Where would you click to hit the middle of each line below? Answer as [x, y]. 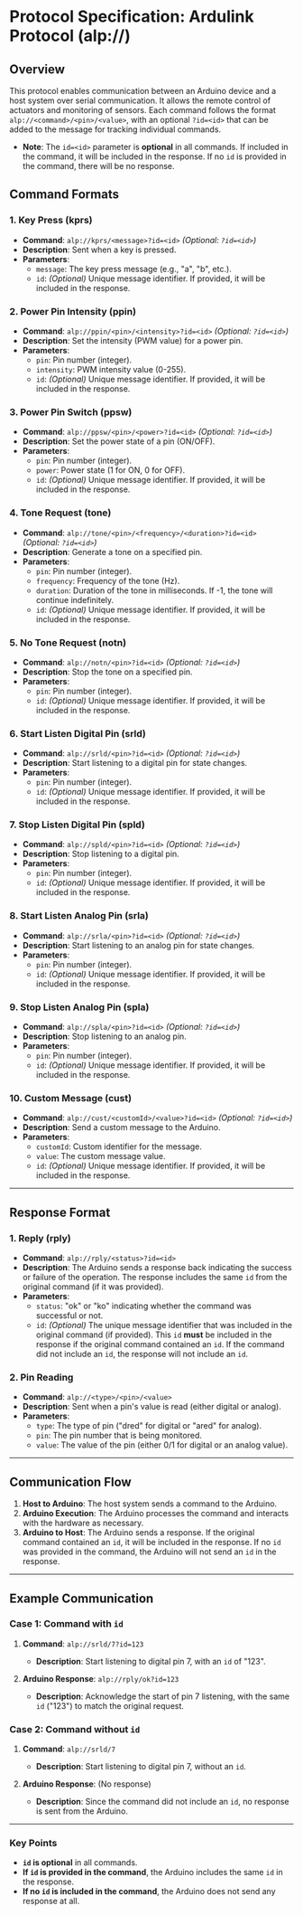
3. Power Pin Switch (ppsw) [71, 411]
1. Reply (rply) [40, 1238]
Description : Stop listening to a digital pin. [101, 854]
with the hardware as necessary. [83, 1523]
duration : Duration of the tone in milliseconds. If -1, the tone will [154, 590]
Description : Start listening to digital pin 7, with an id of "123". [151, 1661]
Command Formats [64, 195]
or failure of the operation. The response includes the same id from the [155, 1278]
